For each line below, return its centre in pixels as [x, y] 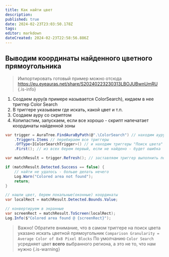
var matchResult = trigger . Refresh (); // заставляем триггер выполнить [82, 158]
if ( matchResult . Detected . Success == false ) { [55, 167]
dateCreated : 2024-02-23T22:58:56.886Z [47, 38]
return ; [22, 181]
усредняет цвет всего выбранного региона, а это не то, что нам [87, 244]
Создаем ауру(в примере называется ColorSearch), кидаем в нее [83, 99]
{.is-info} [27, 89]
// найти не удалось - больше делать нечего [62, 172]
